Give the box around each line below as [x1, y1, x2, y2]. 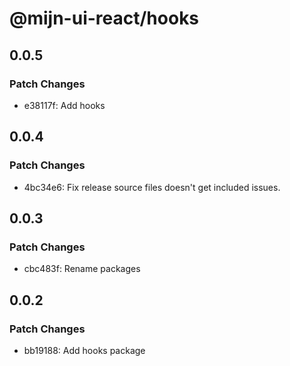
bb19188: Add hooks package [23, 344, 146, 356]
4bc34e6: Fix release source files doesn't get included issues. [23, 181, 281, 193]
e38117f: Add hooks [23, 99, 106, 111]
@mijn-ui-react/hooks [9, 7, 200, 30]
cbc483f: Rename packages [23, 263, 141, 275]
